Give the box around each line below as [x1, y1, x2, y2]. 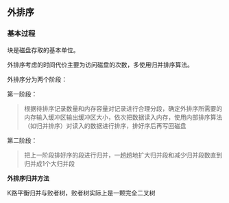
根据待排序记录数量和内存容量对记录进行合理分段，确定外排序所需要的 [23, 104, 223, 112]
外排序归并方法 [7, 174, 49, 182]
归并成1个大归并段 [23, 159, 75, 167]
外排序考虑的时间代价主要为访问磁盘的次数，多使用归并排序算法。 [7, 61, 193, 69]
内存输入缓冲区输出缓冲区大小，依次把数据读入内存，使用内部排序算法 [23, 113, 223, 121]
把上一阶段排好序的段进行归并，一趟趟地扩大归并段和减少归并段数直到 [23, 151, 223, 159]
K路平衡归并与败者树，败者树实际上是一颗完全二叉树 [7, 189, 156, 197]
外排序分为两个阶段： [7, 75, 67, 83]
